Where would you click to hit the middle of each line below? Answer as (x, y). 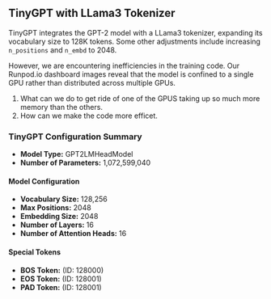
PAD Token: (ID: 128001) (61, 287)
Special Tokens (35, 252)
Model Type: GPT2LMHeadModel (76, 154)
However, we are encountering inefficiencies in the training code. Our (124, 65)
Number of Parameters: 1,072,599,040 (85, 163)
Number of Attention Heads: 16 (73, 234)
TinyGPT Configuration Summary (76, 137)
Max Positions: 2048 (55, 208)
